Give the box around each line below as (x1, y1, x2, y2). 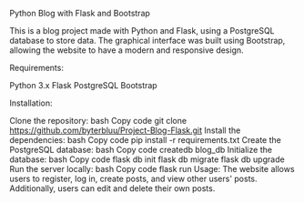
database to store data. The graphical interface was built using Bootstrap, (9, 36, 286, 46)
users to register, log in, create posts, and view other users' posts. (9, 173, 258, 184)
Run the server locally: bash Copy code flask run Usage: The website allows (9, 164, 295, 174)
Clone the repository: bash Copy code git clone (9, 116, 187, 126)
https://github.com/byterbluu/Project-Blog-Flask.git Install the (9, 125, 241, 136)
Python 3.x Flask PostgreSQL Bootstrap (9, 80, 157, 90)
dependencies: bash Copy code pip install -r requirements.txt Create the (9, 135, 282, 145)
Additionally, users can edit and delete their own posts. (9, 183, 216, 194)
